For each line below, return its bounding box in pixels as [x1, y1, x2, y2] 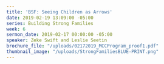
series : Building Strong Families [6, 20, 94, 26]
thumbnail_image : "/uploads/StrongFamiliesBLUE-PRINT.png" [6, 49, 159, 55]
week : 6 [6, 26, 26, 32]
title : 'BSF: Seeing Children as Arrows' [6, 9, 113, 15]
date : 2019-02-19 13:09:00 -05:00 [6, 15, 94, 21]
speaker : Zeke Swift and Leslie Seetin [6, 37, 108, 43]
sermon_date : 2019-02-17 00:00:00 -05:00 [6, 32, 113, 38]
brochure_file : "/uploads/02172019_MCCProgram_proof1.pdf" [6, 43, 159, 49]
